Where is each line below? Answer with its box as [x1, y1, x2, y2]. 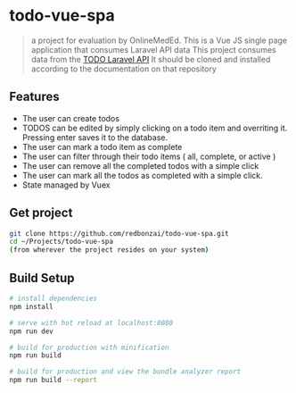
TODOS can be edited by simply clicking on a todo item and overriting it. [21, 122, 288, 133]
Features [9, 89, 60, 105]
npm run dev [9, 327, 53, 336]
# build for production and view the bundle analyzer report [9, 367, 242, 376]
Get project [9, 205, 73, 221]
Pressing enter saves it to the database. [21, 131, 169, 143]
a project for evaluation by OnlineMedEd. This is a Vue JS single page [30, 35, 288, 46]
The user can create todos [21, 113, 120, 123]
